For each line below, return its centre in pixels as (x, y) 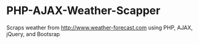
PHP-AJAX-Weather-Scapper (83, 11)
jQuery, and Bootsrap (33, 34)
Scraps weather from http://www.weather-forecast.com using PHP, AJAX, (99, 28)
